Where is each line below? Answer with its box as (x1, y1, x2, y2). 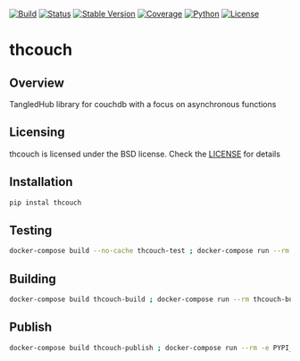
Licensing (9, 125, 65, 140)
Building (9, 271, 56, 286)
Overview (9, 75, 65, 90)
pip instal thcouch (9, 197, 82, 207)
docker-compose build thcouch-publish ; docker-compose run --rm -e (9, 343, 270, 352)
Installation (9, 174, 73, 189)
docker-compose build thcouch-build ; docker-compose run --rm (9, 295, 250, 304)
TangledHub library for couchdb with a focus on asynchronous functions (9, 99, 277, 109)
